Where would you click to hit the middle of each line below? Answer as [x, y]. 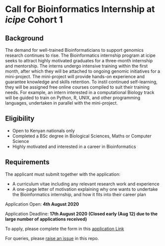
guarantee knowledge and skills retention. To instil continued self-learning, [81, 82]
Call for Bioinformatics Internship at [80, 9]
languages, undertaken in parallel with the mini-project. [61, 103]
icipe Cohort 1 [34, 20]
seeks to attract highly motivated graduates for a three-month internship [79, 61]
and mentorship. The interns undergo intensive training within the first [76, 66]
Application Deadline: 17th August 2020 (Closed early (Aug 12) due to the [81, 214]
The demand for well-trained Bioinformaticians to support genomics [74, 50]
